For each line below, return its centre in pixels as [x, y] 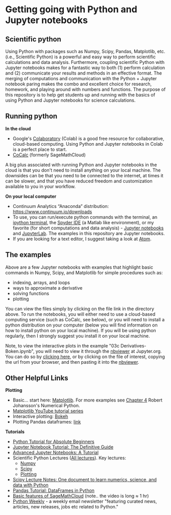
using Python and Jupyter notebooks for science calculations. [70, 100]
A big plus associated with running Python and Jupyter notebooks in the [81, 165]
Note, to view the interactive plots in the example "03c [63, 345]
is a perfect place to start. [40, 149]
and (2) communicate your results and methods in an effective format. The [84, 73]
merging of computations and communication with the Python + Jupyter [81, 78]
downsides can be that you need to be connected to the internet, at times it [84, 175]
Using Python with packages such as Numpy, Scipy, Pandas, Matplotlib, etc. [85, 51]
